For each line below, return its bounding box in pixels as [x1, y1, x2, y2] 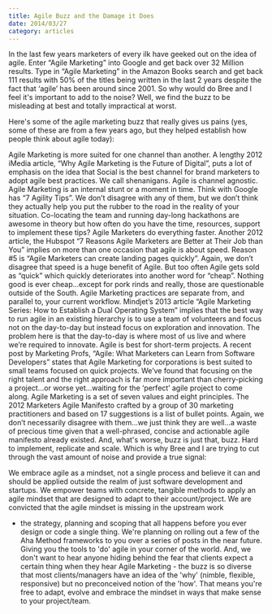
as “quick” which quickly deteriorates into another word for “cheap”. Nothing [8, 271, 264, 281]
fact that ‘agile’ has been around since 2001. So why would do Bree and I [8, 84, 253, 94]
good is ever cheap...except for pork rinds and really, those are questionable [8, 280, 265, 290]
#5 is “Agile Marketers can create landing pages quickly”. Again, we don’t [8, 254, 253, 263]
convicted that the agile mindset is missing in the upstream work [8, 503, 224, 512]
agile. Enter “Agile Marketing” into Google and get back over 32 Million [8, 58, 244, 67]
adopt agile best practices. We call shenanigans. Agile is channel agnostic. [8, 176, 258, 185]
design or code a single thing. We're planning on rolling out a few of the [19, 527, 260, 537]
